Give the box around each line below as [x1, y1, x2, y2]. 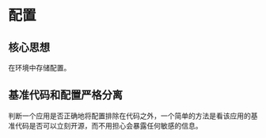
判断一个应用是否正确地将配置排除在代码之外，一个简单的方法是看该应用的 [8, 111, 251, 121]
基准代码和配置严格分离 [8, 88, 123, 102]
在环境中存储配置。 [8, 63, 71, 72]
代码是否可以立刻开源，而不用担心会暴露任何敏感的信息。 [14, 121, 203, 130]
